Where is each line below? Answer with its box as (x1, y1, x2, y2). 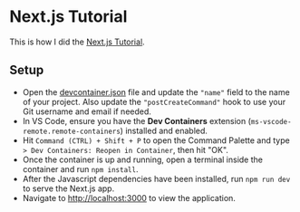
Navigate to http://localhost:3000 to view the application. (22, 192, 236, 203)
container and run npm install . (22, 163, 139, 174)
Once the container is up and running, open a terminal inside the (22, 154, 263, 165)
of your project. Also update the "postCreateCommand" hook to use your (22, 96, 286, 107)
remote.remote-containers (22, 127, 121, 136)
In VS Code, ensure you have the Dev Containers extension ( (22, 115, 252, 126)
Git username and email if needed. (22, 106, 152, 117)
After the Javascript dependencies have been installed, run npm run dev (22, 173, 291, 184)
